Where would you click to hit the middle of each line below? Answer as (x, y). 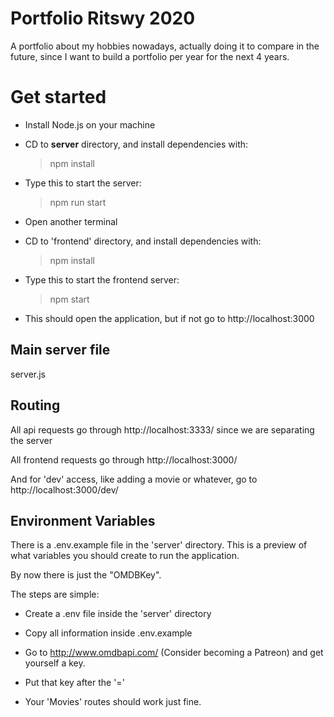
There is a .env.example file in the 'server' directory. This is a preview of (159, 545)
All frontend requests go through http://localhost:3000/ (124, 459)
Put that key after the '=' (74, 683)
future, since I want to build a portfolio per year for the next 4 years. (150, 56)
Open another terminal (71, 221)
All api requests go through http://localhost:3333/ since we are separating (162, 429)
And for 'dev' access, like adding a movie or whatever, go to (134, 479)
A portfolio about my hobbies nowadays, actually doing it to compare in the (165, 46)
